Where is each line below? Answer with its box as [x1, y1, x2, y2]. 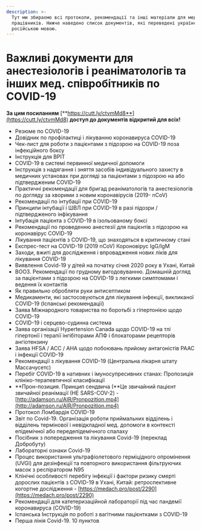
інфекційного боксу [14, 147, 65, 154]
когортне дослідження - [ [14, 485, 81, 493]
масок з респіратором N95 [14, 466, 85, 474]
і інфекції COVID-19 [14, 351, 64, 358]
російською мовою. [11, 25, 58, 32]
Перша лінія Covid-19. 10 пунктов [14, 517, 100, 525]
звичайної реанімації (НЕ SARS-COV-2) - [14, 389, 119, 397]
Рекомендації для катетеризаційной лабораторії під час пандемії [14, 498, 182, 505]
